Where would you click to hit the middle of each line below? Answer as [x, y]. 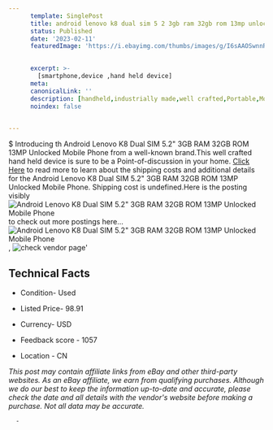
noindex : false [56, 106]
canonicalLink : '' [61, 91]
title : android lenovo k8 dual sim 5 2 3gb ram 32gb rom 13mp [137, 24]
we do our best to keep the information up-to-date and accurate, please [130, 389]
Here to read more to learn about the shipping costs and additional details [132, 170]
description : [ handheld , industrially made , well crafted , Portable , [145, 98]
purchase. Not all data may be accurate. [76, 406]
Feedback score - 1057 [58, 340]
